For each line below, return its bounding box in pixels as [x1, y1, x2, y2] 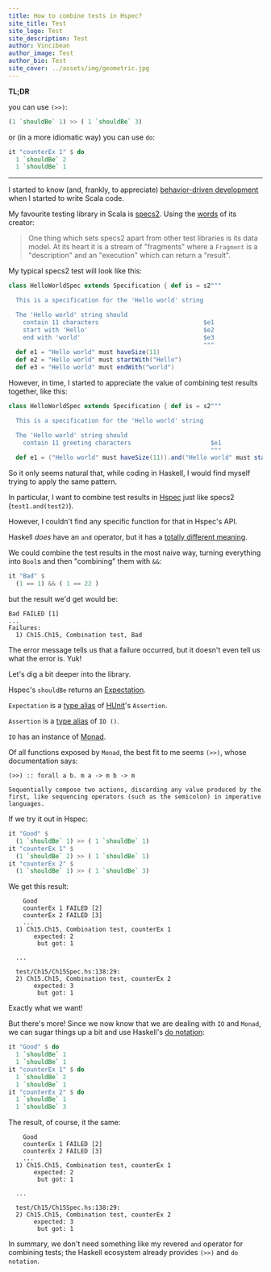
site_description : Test [8, 34, 89, 43]
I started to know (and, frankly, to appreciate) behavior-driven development [8, 185, 259, 194]
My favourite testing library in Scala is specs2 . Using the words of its [8, 209, 237, 219]
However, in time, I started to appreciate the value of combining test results [8, 378, 258, 387]
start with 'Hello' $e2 [23, 326, 215, 334]
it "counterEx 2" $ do [8, 1088, 85, 1096]
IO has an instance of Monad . [8, 732, 106, 741]
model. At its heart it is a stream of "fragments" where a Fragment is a [27, 242, 258, 252]
